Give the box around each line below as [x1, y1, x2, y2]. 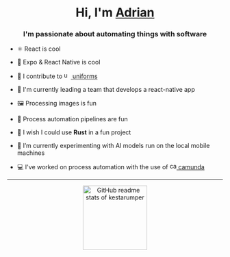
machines [16, 149, 45, 157]
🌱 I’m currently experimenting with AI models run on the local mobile [16, 142, 210, 150]
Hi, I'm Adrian [75, 5, 155, 21]
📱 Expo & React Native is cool [16, 58, 101, 66]
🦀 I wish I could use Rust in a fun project [16, 128, 131, 136]
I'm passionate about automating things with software [23, 29, 207, 39]
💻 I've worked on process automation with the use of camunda [16, 163, 205, 171]
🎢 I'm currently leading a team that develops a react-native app [16, 86, 195, 94]
